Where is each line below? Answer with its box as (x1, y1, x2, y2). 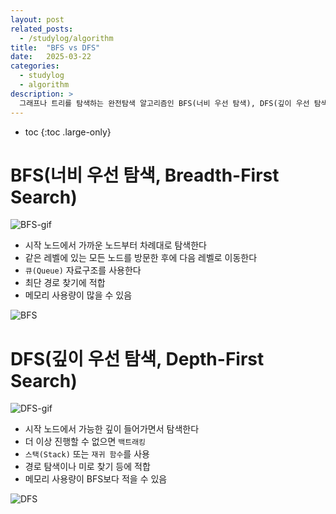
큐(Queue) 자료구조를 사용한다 (24, 264, 142, 276)
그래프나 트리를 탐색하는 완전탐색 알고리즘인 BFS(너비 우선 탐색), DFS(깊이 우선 (19, 98, 310, 108)
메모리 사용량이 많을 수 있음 (24, 289, 133, 301)
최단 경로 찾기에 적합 (24, 277, 106, 289)
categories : (10, 61, 60, 71)
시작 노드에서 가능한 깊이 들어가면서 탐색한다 (24, 423, 200, 435)
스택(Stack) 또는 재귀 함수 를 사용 (24, 448, 150, 460)
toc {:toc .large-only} (24, 126, 112, 138)
